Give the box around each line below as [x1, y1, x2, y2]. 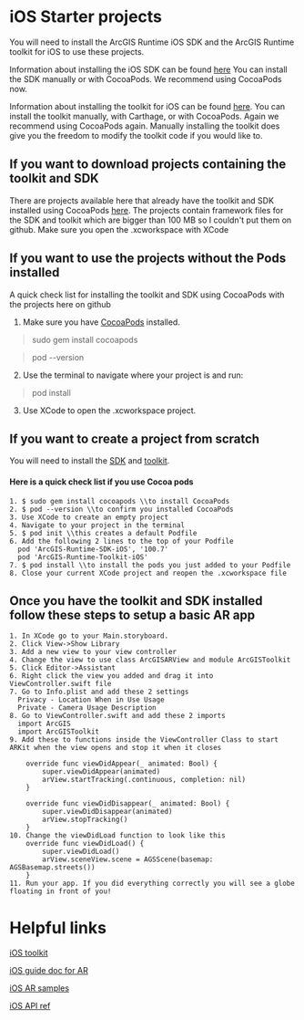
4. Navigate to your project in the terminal [9, 520, 185, 530]
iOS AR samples [9, 983, 70, 994]
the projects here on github [9, 298, 112, 309]
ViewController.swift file [9, 680, 112, 689]
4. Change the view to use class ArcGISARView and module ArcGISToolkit [9, 655, 291, 665]
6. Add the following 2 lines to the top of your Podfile [9, 536, 234, 546]
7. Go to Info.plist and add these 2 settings [9, 687, 189, 697]
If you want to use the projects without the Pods [9, 251, 287, 266]
